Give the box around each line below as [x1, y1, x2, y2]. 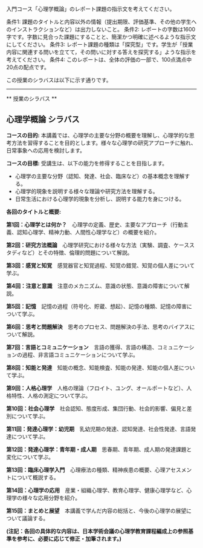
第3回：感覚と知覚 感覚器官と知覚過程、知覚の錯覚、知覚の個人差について [6, 262, 195, 269]
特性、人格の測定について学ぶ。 [11, 392, 91, 399]
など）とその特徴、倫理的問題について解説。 [22, 249, 133, 256]
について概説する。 [11, 474, 59, 481]
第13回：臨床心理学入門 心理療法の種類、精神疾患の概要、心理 [6, 466, 166, 474]
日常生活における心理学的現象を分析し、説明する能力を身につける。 [14, 195, 185, 202]
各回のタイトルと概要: [6, 208, 62, 215]
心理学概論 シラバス [6, 114, 80, 125]
